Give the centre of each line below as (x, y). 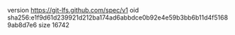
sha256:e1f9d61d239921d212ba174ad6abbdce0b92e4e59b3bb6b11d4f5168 (118, 17)
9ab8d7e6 (22, 25)
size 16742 (54, 25)
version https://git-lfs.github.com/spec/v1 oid (73, 10)
